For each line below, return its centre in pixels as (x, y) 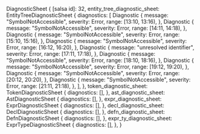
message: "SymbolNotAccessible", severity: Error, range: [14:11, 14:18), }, (97, 28)
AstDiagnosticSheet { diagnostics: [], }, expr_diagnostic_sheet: (84, 99)
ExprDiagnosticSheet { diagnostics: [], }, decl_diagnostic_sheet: (85, 105)
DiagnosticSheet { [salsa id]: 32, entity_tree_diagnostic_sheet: (83, 9)
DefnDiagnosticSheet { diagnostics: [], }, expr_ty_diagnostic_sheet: (89, 118)
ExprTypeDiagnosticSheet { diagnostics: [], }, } (64, 125)
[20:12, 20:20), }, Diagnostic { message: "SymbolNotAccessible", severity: (98, 79)
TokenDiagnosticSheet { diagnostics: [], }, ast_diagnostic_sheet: (85, 92)
